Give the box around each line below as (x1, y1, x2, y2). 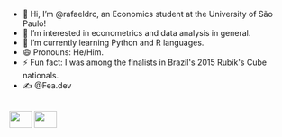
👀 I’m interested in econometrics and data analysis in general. (22, 28, 251, 38)
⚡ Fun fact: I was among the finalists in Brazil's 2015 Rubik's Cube (22, 57, 268, 68)
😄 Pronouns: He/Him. (22, 47, 104, 58)
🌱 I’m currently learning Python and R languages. (22, 37, 205, 48)
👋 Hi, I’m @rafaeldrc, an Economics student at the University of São (22, 9, 273, 19)
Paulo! (22, 18, 47, 29)
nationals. (22, 70, 59, 80)
